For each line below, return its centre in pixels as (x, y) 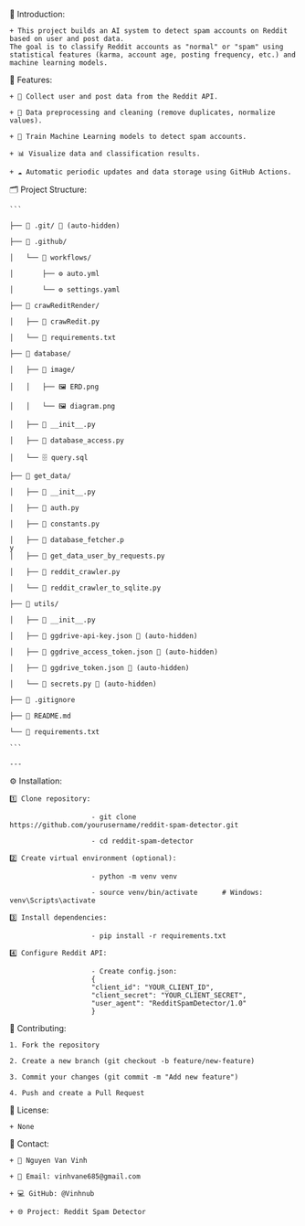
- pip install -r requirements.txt (158, 936)
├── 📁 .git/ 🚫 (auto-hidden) (65, 226)
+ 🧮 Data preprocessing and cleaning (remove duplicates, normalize (142, 112)
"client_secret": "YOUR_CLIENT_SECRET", (169, 996)
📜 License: (29, 1110)
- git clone (114, 817)
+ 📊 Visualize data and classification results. (105, 154)
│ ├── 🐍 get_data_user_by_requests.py (88, 556)
